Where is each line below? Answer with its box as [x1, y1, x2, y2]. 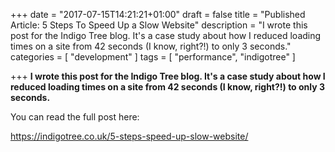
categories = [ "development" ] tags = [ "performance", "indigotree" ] [10, 51, 296, 63]
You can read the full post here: [10, 111, 140, 123]
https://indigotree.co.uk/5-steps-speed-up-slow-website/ [10, 130, 249, 142]
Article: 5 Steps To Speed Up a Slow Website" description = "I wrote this [10, 19, 308, 31]
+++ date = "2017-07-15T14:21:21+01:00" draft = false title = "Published [10, 9, 306, 20]
